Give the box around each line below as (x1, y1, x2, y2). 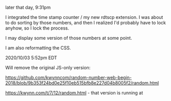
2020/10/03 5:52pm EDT (5, 55, 57, 61)
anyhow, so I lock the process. (5, 25, 69, 31)
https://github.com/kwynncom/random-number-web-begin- (5, 74, 132, 81)
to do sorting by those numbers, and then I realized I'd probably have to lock (5, 20, 166, 26)
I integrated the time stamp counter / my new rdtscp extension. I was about (5, 14, 163, 20)
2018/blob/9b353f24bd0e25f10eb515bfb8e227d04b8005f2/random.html (5, 80, 159, 86)
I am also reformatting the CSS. (5, 45, 71, 50)
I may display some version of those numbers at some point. (5, 35, 132, 41)
